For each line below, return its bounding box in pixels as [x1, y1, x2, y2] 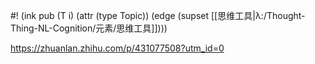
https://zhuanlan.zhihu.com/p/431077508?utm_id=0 [10, 42, 225, 54]
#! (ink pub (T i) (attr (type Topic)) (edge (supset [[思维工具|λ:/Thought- [10, 10, 306, 21]
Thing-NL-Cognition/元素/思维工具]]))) [10, 22, 168, 34]
